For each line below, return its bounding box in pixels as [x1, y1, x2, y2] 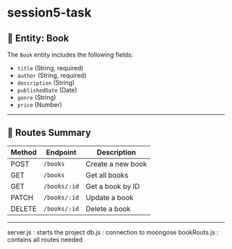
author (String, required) [17, 71, 87, 79]
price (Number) [17, 101, 62, 108]
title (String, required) [17, 64, 84, 72]
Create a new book [86, 159, 147, 168]
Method [10, 147, 37, 157]
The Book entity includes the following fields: [7, 50, 133, 59]
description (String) [17, 79, 75, 87]
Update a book [86, 192, 134, 202]
